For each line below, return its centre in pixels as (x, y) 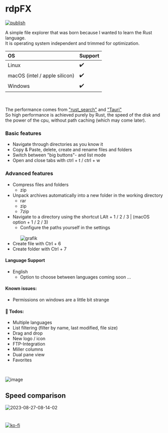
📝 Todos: (15, 311)
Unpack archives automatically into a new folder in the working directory (88, 195)
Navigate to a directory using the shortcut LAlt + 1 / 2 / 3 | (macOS (81, 216)
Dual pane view (28, 355)
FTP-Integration (29, 344)
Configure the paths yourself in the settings (65, 227)
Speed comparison (36, 395)
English (20, 272)
